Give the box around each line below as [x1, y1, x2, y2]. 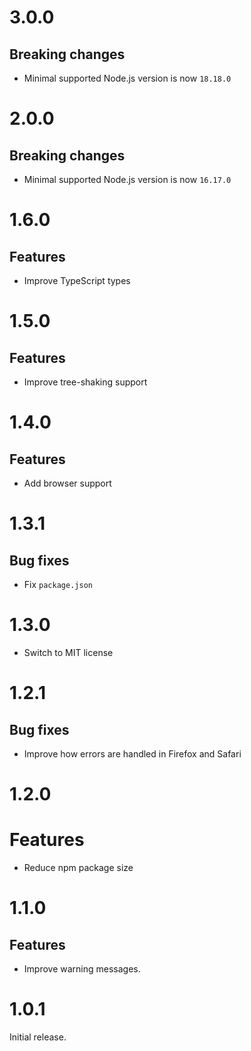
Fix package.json [23, 579, 93, 590]
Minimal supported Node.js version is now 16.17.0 [23, 174, 232, 185]
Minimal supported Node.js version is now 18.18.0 [23, 72, 232, 84]
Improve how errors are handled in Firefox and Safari [23, 747, 242, 760]
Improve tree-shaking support [23, 376, 148, 388]
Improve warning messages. [23, 963, 141, 975]
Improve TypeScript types [23, 275, 131, 286]
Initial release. [9, 1031, 67, 1043]
